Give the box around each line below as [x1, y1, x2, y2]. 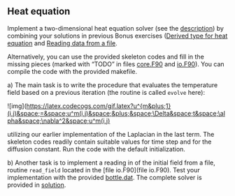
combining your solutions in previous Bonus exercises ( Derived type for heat [7, 31, 228, 40]
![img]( [7, 101, 27, 110]
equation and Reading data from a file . [7, 38, 117, 47]
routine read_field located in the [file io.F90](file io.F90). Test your [7, 165, 201, 174]
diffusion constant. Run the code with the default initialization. [7, 144, 185, 153]
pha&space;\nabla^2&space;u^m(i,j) [7, 116, 111, 125]
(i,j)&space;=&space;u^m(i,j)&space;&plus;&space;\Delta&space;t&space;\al [7, 109, 226, 117]
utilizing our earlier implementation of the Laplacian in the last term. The [7, 130, 215, 138]
